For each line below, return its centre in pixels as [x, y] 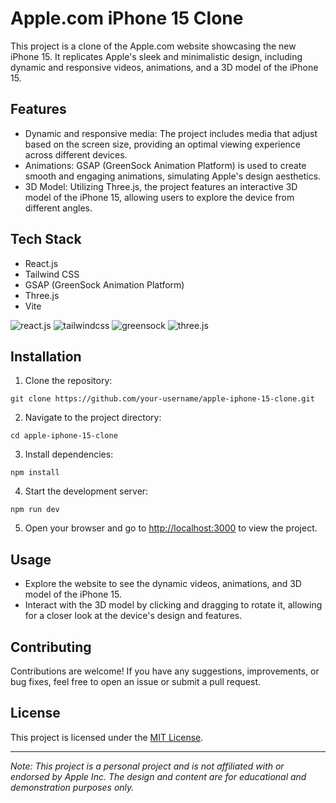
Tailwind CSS [52, 274]
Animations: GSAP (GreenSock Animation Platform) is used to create [165, 165]
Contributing [51, 647]
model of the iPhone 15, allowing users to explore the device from [159, 197]
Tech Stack [46, 239]
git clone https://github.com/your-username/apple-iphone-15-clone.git [162, 399]
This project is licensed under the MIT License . [107, 737]
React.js [41, 263]
